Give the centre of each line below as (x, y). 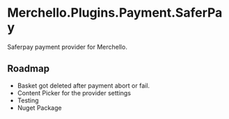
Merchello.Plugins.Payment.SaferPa (115, 13)
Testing (28, 100)
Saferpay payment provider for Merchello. (67, 47)
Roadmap (29, 69)
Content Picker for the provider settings (74, 93)
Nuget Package (39, 108)
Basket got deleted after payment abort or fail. (84, 86)
